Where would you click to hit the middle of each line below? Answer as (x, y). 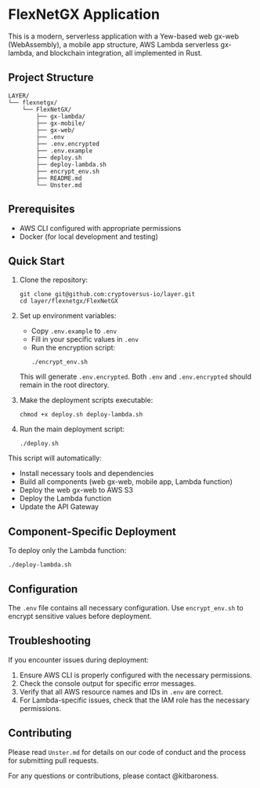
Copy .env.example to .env (74, 331)
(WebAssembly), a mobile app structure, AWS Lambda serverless (114, 44)
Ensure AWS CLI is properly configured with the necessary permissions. (135, 675)
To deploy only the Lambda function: (67, 551)
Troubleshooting (50, 641)
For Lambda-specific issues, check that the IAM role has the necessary (134, 700)
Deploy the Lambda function (65, 498)
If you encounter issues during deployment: (78, 660)
